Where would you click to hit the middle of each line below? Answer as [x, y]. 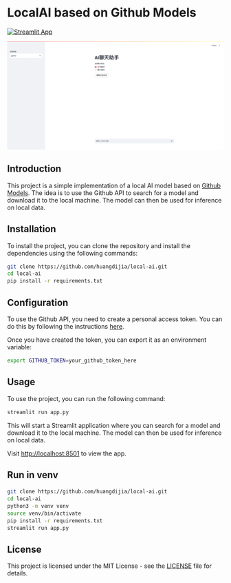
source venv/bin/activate [44, 514]
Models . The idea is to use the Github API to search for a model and [103, 193]
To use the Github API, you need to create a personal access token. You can [115, 319]
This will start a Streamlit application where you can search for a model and [114, 425]
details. [18, 573]
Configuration [38, 302]
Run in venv [33, 474]
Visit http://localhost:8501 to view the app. [67, 453]
